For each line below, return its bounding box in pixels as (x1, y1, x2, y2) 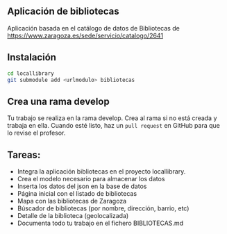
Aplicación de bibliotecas (7, 6, 119, 17)
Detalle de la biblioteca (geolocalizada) (17, 212, 129, 219)
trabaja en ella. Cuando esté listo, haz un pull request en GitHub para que (7, 122, 221, 130)
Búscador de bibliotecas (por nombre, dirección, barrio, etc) (17, 204, 190, 212)
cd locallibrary (7, 69, 54, 77)
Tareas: (7, 149, 41, 160)
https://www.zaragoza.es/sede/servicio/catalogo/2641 (7, 31, 164, 40)
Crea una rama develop (7, 95, 110, 107)
